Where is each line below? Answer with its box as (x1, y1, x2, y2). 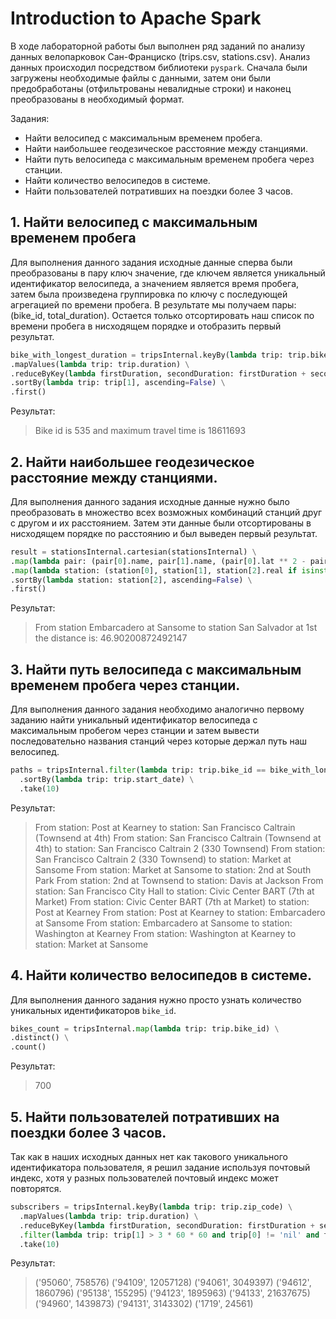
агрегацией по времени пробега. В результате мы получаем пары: (10, 298, 297, 311)
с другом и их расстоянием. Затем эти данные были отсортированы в (10, 517, 312, 529)
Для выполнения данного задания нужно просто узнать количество (10, 993, 302, 1006)
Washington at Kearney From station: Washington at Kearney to (34, 927, 297, 939)
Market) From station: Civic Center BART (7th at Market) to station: (34, 895, 310, 907)
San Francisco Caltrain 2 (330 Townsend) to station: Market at (34, 853, 292, 865)
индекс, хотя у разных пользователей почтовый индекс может (10, 1172, 279, 1184)
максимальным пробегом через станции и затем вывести (10, 725, 260, 737)
